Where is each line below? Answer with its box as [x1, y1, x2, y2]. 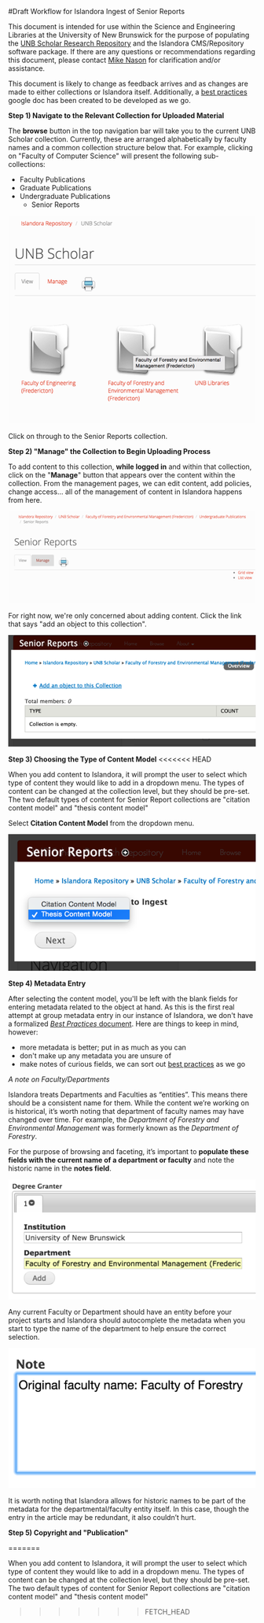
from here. [8, 495, 42, 504]
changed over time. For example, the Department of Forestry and [8, 1115, 220, 1124]
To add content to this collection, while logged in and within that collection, [8, 462, 252, 471]
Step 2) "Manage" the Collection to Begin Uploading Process [8, 446, 211, 456]
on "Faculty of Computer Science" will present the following [8, 151, 203, 160]
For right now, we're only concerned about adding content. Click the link [8, 610, 242, 620]
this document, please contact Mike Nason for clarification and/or [8, 55, 222, 65]
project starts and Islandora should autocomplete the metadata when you [8, 1315, 246, 1325]
